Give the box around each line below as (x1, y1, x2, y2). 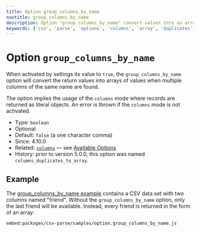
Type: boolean (14, 119, 49, 126)
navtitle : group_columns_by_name (6, 14, 89, 20)
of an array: (6, 209, 35, 216)
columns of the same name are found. (6, 83, 99, 90)
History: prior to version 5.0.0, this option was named (14, 151, 145, 158)
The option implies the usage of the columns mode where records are (6, 95, 176, 102)
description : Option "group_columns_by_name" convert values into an (6, 20, 183, 26)
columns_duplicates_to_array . (14, 157, 89, 164)
